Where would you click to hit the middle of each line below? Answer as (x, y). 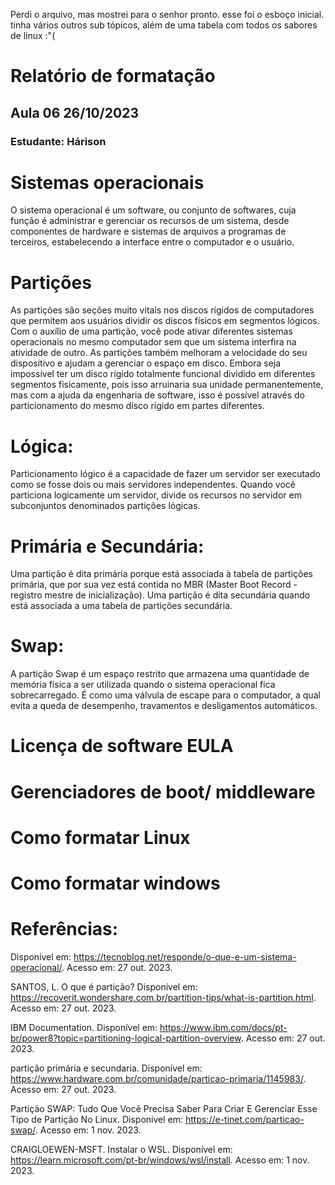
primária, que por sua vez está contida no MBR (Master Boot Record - (154, 585)
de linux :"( (33, 35)
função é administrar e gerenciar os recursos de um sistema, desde (150, 221)
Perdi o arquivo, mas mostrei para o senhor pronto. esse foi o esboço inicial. (167, 14)
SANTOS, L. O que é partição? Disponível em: (104, 986)
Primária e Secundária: (107, 546)
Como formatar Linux (100, 837)
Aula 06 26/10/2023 (74, 112)
